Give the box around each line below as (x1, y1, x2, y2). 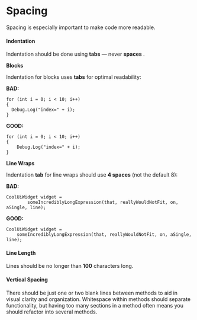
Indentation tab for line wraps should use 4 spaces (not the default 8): (6, 171, 178, 178)
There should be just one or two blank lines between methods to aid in (6, 289, 178, 296)
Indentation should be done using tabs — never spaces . (6, 50, 145, 57)
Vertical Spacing (6, 276, 49, 283)
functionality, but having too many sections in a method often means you (6, 302, 183, 309)
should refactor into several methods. (6, 308, 98, 315)
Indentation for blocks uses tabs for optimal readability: (6, 73, 141, 81)
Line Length (6, 249, 36, 256)
